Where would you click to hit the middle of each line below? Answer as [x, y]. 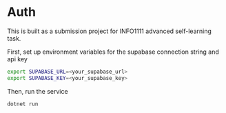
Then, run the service [38, 91]
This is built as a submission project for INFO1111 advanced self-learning [110, 31]
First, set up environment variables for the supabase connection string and [113, 52]
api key [17, 59]
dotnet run [23, 104]
